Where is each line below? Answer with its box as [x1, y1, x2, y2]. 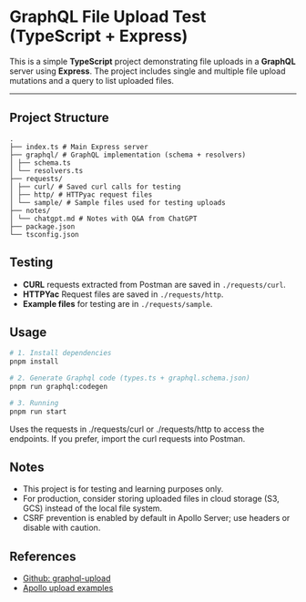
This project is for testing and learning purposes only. [22, 484, 224, 495]
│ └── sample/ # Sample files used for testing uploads [9, 198, 226, 207]
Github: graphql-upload [22, 573, 111, 584]
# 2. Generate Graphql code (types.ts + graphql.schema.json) [9, 373, 250, 383]
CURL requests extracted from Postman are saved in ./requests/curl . [22, 279, 287, 290]
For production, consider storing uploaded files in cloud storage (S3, [22, 494, 280, 505]
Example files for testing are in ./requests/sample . [22, 298, 213, 309]
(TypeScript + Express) [9, 26, 189, 46]
